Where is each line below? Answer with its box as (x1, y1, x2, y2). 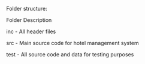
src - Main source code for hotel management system (6, 40, 139, 46)
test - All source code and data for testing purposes (6, 51, 134, 58)
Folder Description (6, 17, 52, 23)
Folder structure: (6, 5, 48, 12)
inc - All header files (6, 28, 56, 35)
